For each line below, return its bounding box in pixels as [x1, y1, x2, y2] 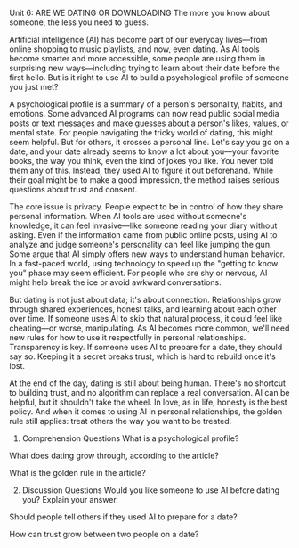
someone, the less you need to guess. [9, 17, 149, 28]
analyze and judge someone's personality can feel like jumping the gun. [9, 240, 272, 249]
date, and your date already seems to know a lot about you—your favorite [9, 146, 279, 157]
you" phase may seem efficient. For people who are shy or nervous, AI [9, 267, 268, 278]
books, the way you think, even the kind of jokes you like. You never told [9, 156, 274, 166]
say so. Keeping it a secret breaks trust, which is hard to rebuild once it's [9, 351, 276, 362]
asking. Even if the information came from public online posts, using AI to [9, 230, 278, 240]
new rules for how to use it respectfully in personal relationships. [9, 332, 246, 342]
